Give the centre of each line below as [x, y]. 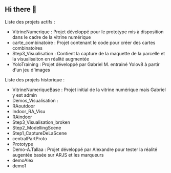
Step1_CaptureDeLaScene [39, 133]
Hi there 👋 [21, 9]
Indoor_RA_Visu [29, 111]
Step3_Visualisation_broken [41, 122]
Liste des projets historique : [35, 79]
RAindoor [22, 117]
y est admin [25, 95]
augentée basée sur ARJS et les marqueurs [58, 155]
